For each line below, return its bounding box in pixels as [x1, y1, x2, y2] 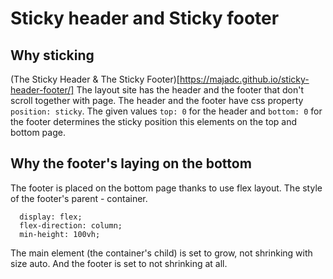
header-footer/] [10, 84, 75, 96]
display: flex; [19, 212, 83, 222]
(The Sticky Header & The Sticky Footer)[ [10, 73, 180, 85]
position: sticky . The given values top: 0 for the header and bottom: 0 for [10, 105, 323, 117]
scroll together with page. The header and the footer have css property [10, 95, 304, 106]
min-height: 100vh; [19, 229, 101, 239]
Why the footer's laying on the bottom [10, 155, 252, 172]
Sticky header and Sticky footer [10, 7, 280, 30]
